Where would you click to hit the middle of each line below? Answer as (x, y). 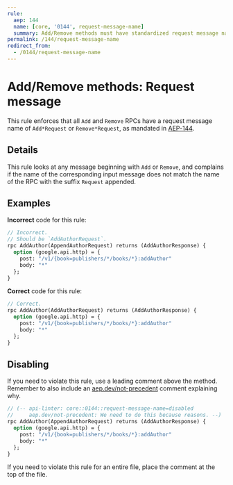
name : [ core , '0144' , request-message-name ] (79, 26)
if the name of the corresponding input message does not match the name (113, 174)
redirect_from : (29, 46)
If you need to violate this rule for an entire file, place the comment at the (111, 467)
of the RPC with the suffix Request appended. (72, 181)
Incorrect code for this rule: (47, 220)
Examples (29, 203)
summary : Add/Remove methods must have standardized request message (116, 33)
